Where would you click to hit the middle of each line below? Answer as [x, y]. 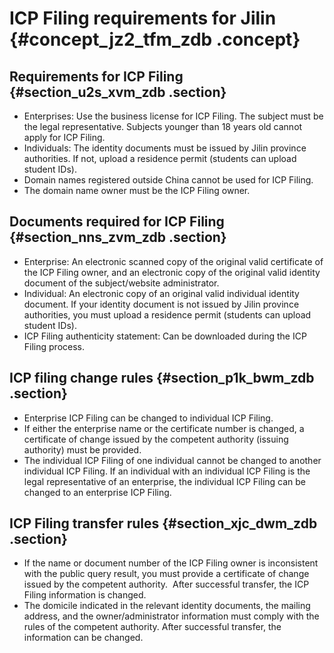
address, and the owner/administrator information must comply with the [171, 616]
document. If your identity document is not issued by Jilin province [161, 304]
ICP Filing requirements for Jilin [143, 18]
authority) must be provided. [82, 449]
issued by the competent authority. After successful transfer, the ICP [166, 584]
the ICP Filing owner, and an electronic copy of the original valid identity [172, 272]
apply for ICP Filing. [64, 137]
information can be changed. [83, 638]
